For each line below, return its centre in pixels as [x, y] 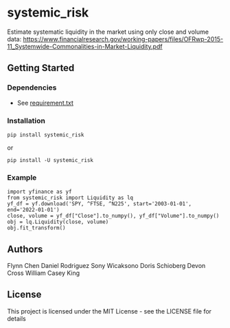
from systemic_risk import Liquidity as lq [70, 198]
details [16, 318]
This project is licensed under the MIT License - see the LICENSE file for [109, 311]
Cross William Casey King [44, 273]
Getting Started [41, 68]
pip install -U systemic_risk [50, 160]
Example [22, 177]
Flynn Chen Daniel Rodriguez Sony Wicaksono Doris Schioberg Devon [106, 266]
